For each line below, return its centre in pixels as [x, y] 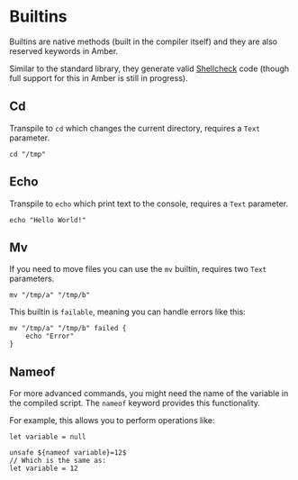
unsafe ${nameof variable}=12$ [68, 453]
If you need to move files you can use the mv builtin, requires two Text [138, 269]
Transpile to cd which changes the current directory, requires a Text [135, 128]
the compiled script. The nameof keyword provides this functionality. [135, 403]
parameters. [32, 279]
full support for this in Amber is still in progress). [99, 77]
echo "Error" [50, 336]
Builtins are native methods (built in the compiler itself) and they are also [143, 41]
